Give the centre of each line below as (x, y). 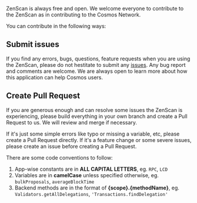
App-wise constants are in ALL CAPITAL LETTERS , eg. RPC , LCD (91, 169)
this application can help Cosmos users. (54, 77)
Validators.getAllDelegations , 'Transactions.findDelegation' (91, 194)
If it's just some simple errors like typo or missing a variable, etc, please (93, 134)
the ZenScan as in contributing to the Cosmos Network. (74, 15)
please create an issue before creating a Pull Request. (71, 146)
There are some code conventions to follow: (59, 157)
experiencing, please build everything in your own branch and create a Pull (97, 116)
